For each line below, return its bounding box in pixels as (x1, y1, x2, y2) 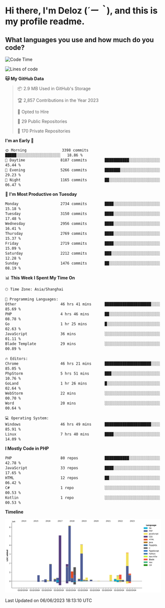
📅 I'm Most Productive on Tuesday (5, 191, 78, 197)
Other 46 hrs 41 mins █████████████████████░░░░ (5, 302, 161, 307)
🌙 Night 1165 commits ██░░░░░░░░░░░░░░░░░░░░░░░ (5, 177, 161, 182)
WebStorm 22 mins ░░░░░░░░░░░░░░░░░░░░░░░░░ (5, 391, 161, 396)
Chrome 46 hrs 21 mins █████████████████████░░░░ (5, 361, 161, 366)
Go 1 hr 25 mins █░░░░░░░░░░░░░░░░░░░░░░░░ (5, 322, 161, 327)
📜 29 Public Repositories (17, 118, 68, 124)
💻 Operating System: (5, 416, 49, 421)
